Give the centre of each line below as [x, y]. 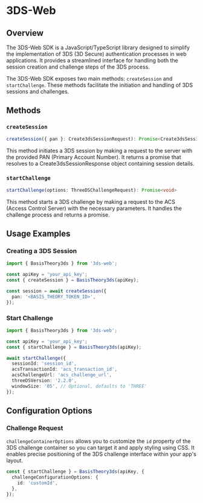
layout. [14, 461]
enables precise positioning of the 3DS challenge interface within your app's [101, 454]
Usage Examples [38, 234]
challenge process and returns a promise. [58, 214]
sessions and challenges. [38, 91]
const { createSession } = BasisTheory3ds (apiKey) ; [72, 280]
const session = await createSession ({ [56, 291]
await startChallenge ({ [36, 358]
